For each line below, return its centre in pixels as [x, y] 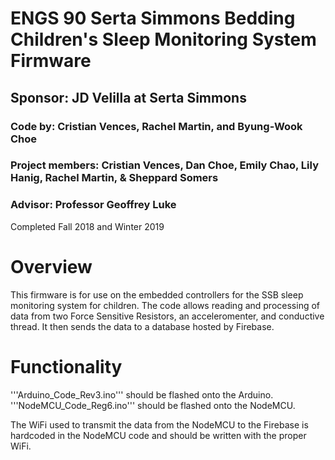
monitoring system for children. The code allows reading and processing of [165, 305]
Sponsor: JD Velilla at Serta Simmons [128, 97]
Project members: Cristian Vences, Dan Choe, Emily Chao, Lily [164, 165]
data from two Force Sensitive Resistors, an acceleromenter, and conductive [167, 316]
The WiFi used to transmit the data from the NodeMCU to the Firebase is [159, 424]
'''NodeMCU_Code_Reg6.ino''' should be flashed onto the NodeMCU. [153, 405]
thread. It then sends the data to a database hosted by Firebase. [142, 326]
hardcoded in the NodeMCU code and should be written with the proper [158, 435]
